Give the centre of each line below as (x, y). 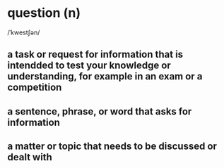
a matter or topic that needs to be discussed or (112, 147)
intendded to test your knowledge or (89, 66)
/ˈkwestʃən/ (24, 32)
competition (35, 88)
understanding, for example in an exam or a (105, 76)
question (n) (44, 13)
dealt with (30, 157)
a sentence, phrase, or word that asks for (100, 111)
